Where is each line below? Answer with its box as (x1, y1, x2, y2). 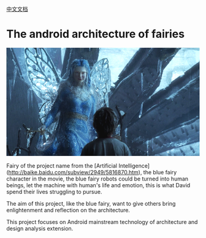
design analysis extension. (6, 225, 74, 232)
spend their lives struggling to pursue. (6, 188, 102, 196)
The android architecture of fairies (6, 27, 185, 41)
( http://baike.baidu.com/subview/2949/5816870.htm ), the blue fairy (6, 169, 177, 176)
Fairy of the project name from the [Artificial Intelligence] (6, 162, 150, 169)
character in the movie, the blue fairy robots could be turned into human (6, 175, 189, 182)
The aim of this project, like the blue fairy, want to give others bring (6, 200, 176, 207)
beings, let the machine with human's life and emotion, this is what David (6, 182, 191, 189)
